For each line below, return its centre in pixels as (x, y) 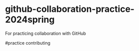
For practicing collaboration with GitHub (46, 33)
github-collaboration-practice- (70, 9)
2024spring (30, 20)
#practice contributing (28, 43)
